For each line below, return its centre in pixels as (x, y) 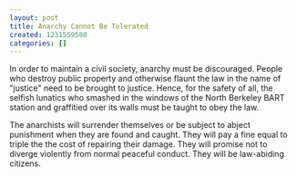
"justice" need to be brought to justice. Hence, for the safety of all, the (141, 88)
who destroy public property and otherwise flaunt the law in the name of (145, 79)
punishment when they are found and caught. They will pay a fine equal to (149, 135)
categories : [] (38, 43)
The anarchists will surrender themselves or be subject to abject (130, 125)
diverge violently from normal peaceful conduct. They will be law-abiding (147, 154)
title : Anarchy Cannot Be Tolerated (79, 26)
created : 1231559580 (49, 34)
